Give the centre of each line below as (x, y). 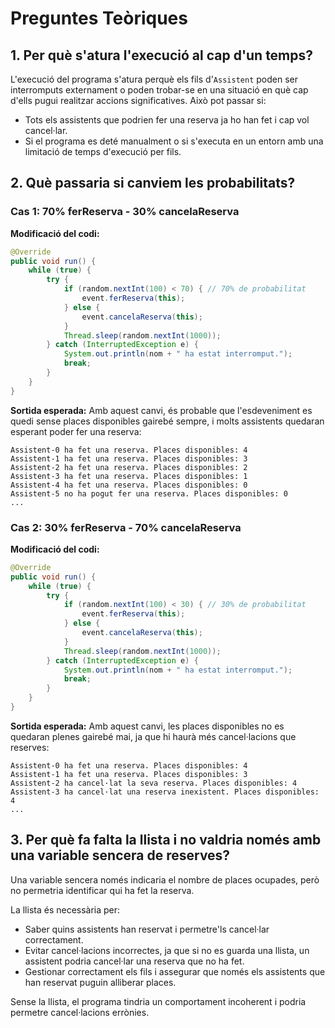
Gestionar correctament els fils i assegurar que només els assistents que (175, 971)
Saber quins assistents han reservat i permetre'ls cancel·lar (147, 929)
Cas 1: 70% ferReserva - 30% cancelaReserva (125, 212)
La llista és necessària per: (65, 909)
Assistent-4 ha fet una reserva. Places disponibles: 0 (129, 485)
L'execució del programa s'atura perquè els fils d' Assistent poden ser (154, 79)
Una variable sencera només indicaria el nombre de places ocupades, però (165, 879)
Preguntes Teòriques (99, 18)
